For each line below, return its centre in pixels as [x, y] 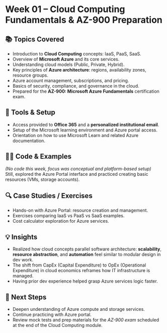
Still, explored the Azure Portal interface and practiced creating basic [77, 174]
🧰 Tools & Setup [30, 113]
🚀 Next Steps [26, 297]
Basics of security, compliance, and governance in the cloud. [76, 86]
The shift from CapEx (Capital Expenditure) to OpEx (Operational [79, 265]
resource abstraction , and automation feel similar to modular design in [87, 254]
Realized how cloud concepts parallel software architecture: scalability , [87, 249]
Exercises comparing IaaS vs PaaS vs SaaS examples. [68, 216]
